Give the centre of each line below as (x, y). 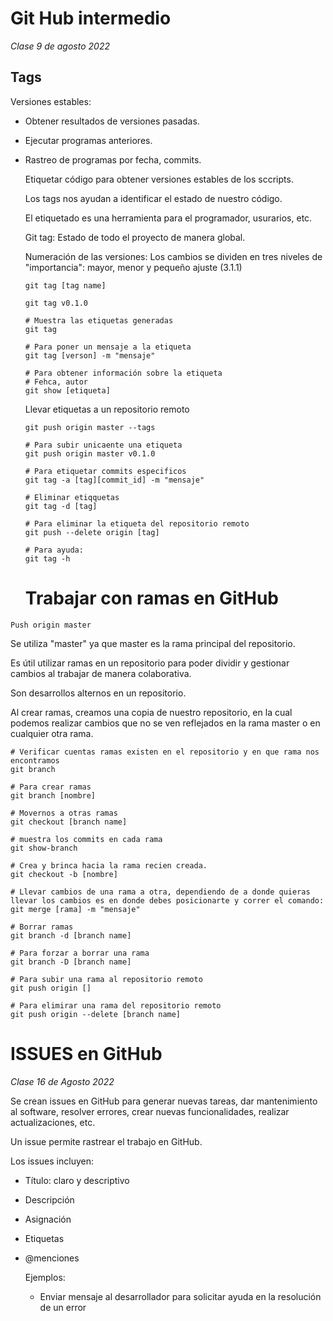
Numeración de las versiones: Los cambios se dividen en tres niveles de (173, 256)
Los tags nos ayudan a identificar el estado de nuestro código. (153, 198)
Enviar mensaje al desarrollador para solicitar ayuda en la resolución (180, 1296)
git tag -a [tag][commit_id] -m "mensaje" (114, 480)
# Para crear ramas (51, 787)
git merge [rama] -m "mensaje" (75, 909)
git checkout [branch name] (69, 822)
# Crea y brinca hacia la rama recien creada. (109, 865)
